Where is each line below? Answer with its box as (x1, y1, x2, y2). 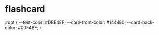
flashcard (5, 3, 45, 15)
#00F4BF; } (18, 24, 41, 30)
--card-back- (127, 19, 155, 25)
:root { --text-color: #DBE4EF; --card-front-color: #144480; (5, 19, 126, 25)
